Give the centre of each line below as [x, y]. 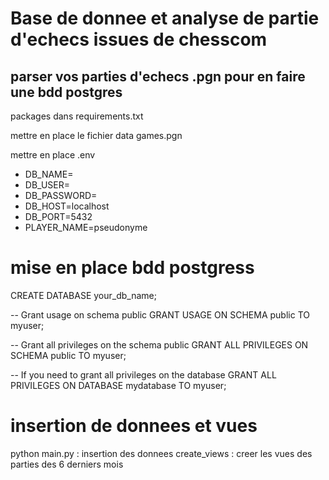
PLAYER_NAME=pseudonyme [86, 227]
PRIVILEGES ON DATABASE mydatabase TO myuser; [118, 385]
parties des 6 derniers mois [67, 464]
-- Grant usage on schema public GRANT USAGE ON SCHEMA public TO [160, 314]
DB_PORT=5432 [58, 216]
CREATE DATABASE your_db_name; [83, 295]
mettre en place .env [53, 155]
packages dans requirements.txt [77, 116]
